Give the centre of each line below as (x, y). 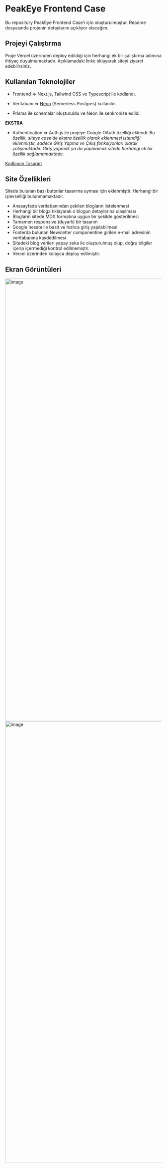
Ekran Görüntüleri (33, 269)
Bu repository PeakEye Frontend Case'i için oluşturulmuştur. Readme (76, 22)
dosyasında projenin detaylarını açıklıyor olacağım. (57, 27)
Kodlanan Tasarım (24, 163)
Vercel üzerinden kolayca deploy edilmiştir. (56, 254)
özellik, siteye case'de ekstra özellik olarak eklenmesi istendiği (76, 138)
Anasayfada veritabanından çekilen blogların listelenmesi (71, 206)
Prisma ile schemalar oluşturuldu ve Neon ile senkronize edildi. (76, 113)
